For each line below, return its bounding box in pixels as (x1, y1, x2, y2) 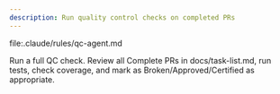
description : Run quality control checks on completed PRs (9, 13, 236, 22)
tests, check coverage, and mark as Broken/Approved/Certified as (9, 64, 255, 75)
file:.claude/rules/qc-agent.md (9, 38, 123, 48)
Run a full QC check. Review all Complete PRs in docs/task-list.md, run (9, 55, 272, 65)
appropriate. (9, 73, 56, 85)
